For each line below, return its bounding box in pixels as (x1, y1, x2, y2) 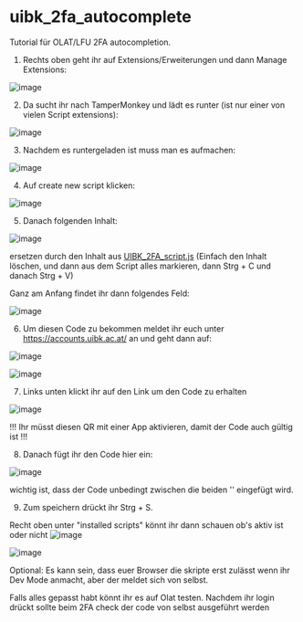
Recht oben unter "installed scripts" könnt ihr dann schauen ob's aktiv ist (9, 519, 284, 531)
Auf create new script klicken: (22, 180, 135, 191)
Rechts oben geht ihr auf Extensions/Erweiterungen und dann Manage (22, 54, 287, 65)
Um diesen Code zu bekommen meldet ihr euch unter (22, 322, 225, 334)
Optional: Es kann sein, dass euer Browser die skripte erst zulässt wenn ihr (9, 564, 290, 575)
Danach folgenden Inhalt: (22, 215, 119, 226)
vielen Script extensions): (22, 109, 119, 120)
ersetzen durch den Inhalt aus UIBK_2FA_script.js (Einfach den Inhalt (9, 250, 267, 261)
